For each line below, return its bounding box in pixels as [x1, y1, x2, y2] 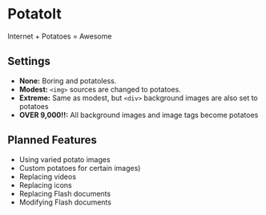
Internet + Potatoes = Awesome [7, 31, 112, 41]
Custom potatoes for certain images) [18, 163, 141, 172]
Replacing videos [18, 172, 77, 181]
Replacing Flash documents [18, 189, 111, 198]
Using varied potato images [18, 154, 111, 164]
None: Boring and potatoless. [18, 75, 117, 85]
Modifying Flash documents [18, 197, 111, 207]
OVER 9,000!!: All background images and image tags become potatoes [18, 110, 259, 120]
